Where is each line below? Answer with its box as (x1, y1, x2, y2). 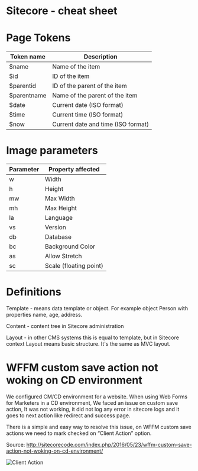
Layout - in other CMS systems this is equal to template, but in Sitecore (6, 334, 179, 341)
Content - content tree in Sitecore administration (6, 323, 124, 329)
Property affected (48, 165, 100, 174)
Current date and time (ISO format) (52, 120, 150, 128)
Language (44, 214, 73, 222)
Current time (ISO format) (52, 111, 124, 119)
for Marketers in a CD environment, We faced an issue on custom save (6, 399, 178, 406)
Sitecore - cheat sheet (6, 4, 118, 18)
